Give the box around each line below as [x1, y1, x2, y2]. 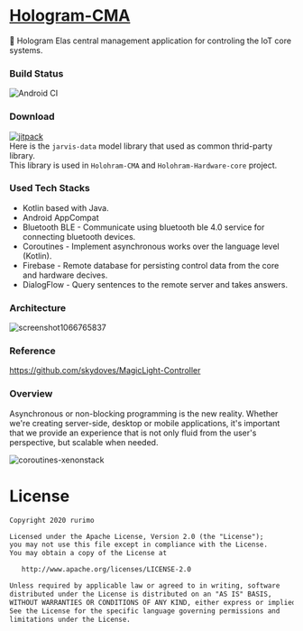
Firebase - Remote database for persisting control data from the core [22, 260, 280, 270]
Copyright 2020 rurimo [9, 516, 95, 525]
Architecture [9, 301, 67, 314]
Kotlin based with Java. [22, 202, 110, 213]
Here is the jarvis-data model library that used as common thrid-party [9, 141, 273, 151]
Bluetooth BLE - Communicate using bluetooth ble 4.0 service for [22, 222, 265, 233]
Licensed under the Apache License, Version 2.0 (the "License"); [9, 532, 264, 541]
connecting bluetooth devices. [22, 231, 136, 242]
